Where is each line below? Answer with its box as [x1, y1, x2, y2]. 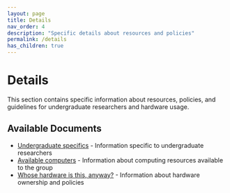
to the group [17, 163, 54, 171]
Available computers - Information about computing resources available [17, 156, 224, 164]
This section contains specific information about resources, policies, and [7, 95, 216, 103]
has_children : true [7, 42, 64, 49]
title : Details [7, 17, 52, 24]
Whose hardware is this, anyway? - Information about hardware [17, 171, 200, 179]
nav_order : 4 [7, 23, 45, 30]
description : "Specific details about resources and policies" [7, 29, 195, 37]
